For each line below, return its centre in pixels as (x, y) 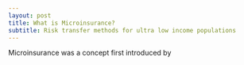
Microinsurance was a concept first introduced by (90, 53)
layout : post (30, 15)
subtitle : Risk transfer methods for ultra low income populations (122, 30)
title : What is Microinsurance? (62, 23)
